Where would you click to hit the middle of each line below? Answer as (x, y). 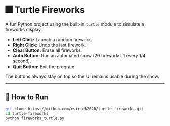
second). (22, 61)
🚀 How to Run (27, 97)
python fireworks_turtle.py (35, 118)
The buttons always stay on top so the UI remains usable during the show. (82, 76)
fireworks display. (24, 29)
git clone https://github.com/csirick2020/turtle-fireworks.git (74, 109)
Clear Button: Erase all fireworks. (47, 50)
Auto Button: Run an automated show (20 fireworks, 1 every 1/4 (79, 55)
